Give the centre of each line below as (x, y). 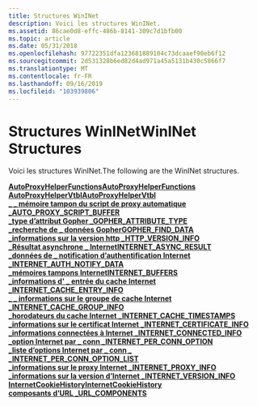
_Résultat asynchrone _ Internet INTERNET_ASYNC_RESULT (110, 247)
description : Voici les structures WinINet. (84, 24)
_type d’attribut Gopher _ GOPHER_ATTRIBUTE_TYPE (98, 221)
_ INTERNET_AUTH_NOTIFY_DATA (66, 264)
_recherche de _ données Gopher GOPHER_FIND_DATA (101, 230)
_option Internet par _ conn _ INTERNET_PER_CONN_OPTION (111, 342)
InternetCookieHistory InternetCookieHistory (85, 385)
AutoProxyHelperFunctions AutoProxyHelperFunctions (102, 186)
